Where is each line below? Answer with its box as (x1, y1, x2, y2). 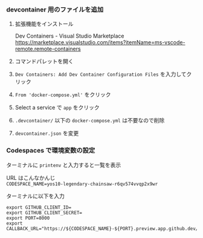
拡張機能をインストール (14, 20, 74, 28)
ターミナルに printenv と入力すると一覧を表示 (6, 161, 121, 168)
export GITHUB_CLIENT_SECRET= (6, 210, 83, 216)
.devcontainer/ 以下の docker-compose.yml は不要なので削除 (14, 117, 165, 124)
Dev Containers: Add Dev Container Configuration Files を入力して (14, 71, 187, 78)
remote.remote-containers (14, 45, 81, 53)
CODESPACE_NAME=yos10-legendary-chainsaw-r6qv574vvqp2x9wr (6, 180, 158, 187)
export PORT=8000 (6, 215, 50, 221)
